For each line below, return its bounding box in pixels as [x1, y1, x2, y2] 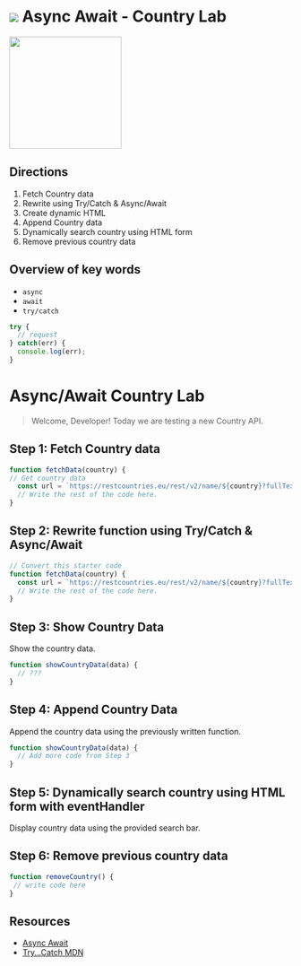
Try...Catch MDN [21, 947, 84, 958]
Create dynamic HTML [21, 207, 106, 218]
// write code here [13, 881, 87, 890]
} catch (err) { [9, 339, 66, 348]
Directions [9, 164, 69, 180]
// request [17, 330, 58, 340]
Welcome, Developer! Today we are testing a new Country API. [30, 415, 263, 426]
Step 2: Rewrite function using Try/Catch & [9, 523, 254, 539]
